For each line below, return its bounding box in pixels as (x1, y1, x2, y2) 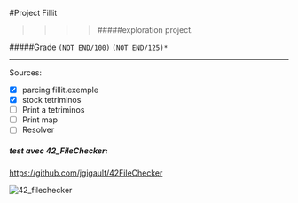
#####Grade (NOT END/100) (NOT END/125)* (9, 42, 169, 52)
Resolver (21, 124, 55, 136)
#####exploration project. (97, 25, 193, 35)
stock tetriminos (21, 95, 82, 105)
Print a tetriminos (21, 105, 85, 115)
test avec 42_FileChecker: (9, 145, 108, 156)
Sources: (9, 67, 43, 78)
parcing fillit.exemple (21, 84, 99, 95)
